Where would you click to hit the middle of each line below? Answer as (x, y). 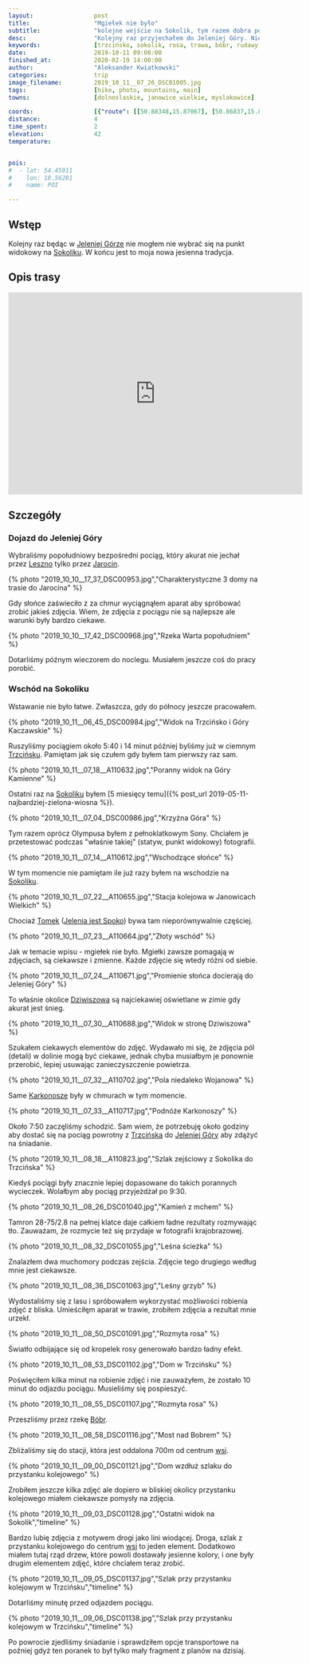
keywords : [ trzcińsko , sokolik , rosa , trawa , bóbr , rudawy (133, 46)
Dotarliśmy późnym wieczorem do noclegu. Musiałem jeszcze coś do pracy (132, 660)
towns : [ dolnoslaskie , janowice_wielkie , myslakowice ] (131, 97)
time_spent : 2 (53, 127)
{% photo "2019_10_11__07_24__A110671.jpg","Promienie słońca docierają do (131, 975)
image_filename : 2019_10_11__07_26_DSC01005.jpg (105, 82)
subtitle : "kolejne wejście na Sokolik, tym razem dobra (129, 30)
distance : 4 (53, 119)
